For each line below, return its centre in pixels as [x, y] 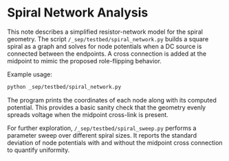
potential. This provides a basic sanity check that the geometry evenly [107, 107]
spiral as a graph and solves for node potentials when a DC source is [105, 46]
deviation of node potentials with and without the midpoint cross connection [115, 142]
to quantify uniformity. [39, 150]
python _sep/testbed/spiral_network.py [64, 87]
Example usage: [30, 74]
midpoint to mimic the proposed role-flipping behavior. [84, 61]
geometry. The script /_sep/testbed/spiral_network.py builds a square [108, 39]
